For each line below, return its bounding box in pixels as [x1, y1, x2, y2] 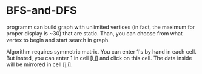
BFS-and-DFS [6, 4, 77, 17]
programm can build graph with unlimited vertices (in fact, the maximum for [6, 23, 195, 31]
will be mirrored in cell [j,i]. [6, 61, 73, 68]
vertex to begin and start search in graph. [6, 36, 110, 43]
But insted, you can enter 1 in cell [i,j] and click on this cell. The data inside [6, 54, 192, 61]
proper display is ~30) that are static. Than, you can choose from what [6, 29, 183, 37]
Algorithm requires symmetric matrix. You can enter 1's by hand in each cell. [6, 48, 197, 55]
